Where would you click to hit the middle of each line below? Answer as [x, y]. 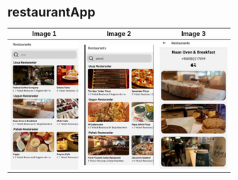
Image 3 [193, 34]
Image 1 [44, 34]
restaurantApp [51, 12]
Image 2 [119, 34]
